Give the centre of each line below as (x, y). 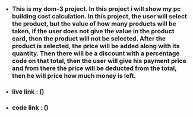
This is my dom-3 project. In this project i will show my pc (96, 9)
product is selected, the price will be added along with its (96, 46)
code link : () (30, 107)
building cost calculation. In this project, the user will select (99, 16)
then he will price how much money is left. (74, 75)
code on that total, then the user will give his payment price (99, 61)
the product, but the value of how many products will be (94, 24)
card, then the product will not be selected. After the (89, 39)
